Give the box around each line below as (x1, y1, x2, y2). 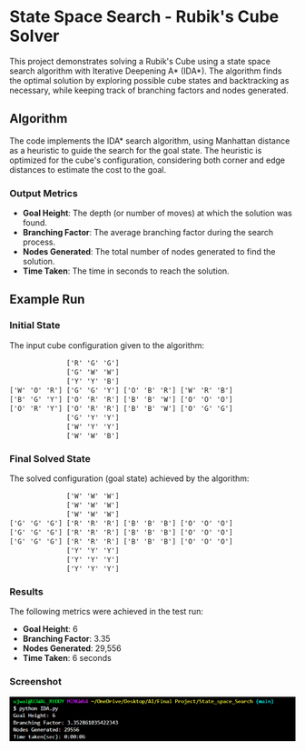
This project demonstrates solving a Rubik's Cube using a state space (9, 55, 271, 66)
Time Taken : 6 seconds (22, 653, 112, 664)
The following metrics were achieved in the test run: (9, 606, 204, 617)
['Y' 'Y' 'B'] (66, 376, 120, 386)
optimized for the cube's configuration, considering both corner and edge (9, 155, 286, 165)
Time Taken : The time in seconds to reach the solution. (22, 265, 230, 276)
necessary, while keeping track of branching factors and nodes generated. (9, 85, 289, 95)
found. (22, 217, 48, 228)
